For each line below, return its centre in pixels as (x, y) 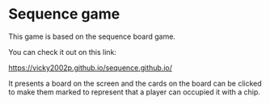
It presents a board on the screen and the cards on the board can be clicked (135, 83)
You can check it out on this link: (63, 52)
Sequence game (64, 14)
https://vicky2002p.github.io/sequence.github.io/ (90, 67)
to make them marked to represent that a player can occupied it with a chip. (135, 92)
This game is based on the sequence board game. (92, 36)
